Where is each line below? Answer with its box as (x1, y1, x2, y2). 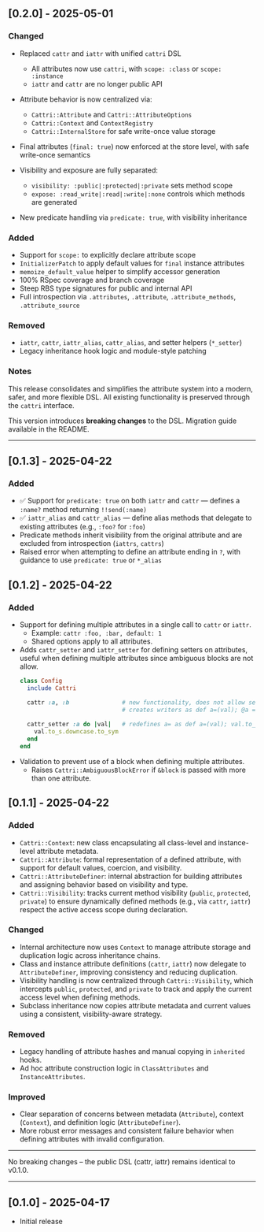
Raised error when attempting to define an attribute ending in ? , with (19, 547, 241, 557)
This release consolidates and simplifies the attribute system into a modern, (8, 384, 254, 393)
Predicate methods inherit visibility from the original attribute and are (19, 530, 243, 540)
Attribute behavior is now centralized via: (19, 95, 152, 104)
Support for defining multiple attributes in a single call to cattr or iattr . (19, 619, 251, 629)
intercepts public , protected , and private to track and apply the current (19, 984, 252, 993)
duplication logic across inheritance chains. (19, 950, 161, 960)
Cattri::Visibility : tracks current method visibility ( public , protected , (19, 888, 251, 897)
